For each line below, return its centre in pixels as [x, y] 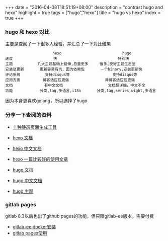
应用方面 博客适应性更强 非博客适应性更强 [70, 80]
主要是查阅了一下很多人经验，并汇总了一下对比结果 [58, 44]
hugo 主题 [23, 191]
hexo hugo [92, 53]
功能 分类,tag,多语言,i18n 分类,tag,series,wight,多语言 [81, 91]
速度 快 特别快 [67, 59]
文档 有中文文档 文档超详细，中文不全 [75, 86]
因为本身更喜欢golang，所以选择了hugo [46, 101]
